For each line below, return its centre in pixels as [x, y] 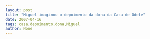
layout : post [19, 10]
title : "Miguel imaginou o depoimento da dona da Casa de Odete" [75, 15]
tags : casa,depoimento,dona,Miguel [43, 24]
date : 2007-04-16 [23, 19]
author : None [19, 29]
